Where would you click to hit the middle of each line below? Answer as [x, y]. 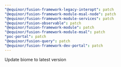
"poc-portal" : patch [26, 37]
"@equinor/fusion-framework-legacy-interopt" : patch [59, 9]
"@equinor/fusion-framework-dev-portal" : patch [54, 46]
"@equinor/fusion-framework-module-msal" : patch [55, 32]
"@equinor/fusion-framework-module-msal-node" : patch [60, 14]
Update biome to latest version [35, 59]
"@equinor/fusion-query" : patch [37, 41]
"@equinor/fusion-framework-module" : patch [50, 28]
